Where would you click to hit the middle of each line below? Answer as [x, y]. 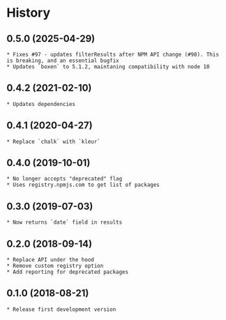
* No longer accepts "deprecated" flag [65, 179]
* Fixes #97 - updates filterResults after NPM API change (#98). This [113, 54]
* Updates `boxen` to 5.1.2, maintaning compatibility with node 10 [108, 67]
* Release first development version [61, 309]
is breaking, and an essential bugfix [63, 61]
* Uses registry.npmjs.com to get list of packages [83, 185]
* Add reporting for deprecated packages [68, 272]
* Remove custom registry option [55, 266]
